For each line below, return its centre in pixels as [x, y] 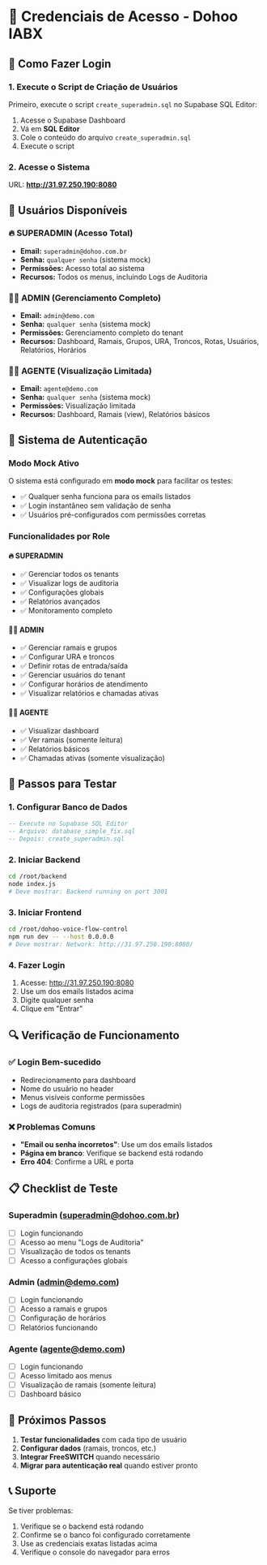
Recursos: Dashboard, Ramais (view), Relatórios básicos [115, 415]
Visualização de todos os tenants [75, 1251]
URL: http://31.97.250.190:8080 [63, 185]
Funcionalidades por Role [59, 536]
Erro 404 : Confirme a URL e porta [77, 1162]
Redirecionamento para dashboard [78, 1080]
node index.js [32, 884]
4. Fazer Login [37, 965]
